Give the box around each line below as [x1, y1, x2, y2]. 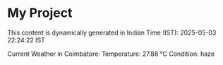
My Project [7, 5, 73, 21]
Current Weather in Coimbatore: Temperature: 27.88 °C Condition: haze [7, 49, 215, 58]
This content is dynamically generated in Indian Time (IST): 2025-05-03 [7, 28, 217, 37]
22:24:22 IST [7, 35, 46, 44]
